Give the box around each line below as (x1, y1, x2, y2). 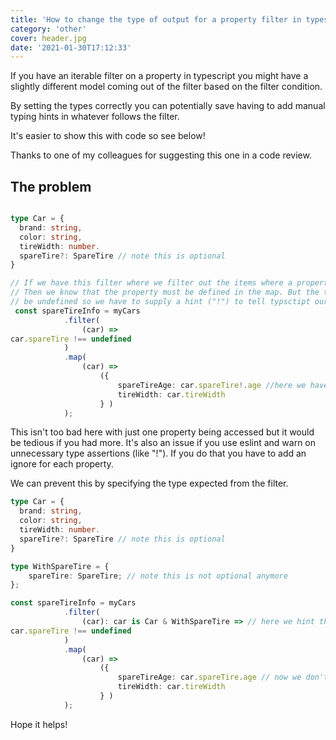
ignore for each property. (10, 458, 114, 470)
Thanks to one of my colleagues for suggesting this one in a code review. (10, 149, 312, 161)
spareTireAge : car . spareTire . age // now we (117, 672, 302, 683)
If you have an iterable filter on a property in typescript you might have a (10, 70, 309, 82)
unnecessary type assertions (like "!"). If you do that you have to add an (10, 447, 307, 460)
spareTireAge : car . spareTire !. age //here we (117, 380, 307, 390)
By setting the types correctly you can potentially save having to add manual (10, 100, 326, 112)
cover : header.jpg (10, 33, 87, 43)
